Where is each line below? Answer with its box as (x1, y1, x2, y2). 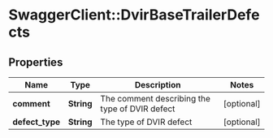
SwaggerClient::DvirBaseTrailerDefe (8, 6, 260, 24)
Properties (8, 55, 63, 69)
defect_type (12, 116, 61, 127)
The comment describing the (100, 93, 211, 104)
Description (134, 80, 181, 90)
